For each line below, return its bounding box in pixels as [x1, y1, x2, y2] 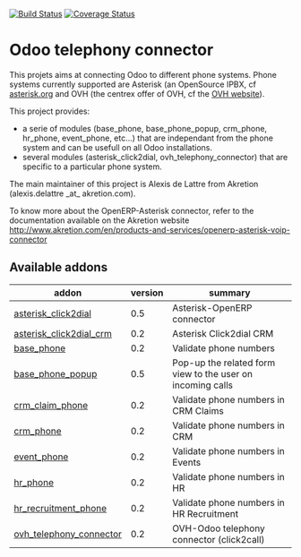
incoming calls [172, 379, 234, 391]
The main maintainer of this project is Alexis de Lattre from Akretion [9, 178, 259, 189]
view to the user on [172, 367, 254, 380]
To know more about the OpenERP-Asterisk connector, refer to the [9, 205, 254, 216]
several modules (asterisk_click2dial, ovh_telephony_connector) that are [21, 151, 288, 162]
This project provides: [9, 106, 90, 116]
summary [209, 287, 251, 299]
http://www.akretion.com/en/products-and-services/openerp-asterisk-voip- [9, 224, 291, 235]
